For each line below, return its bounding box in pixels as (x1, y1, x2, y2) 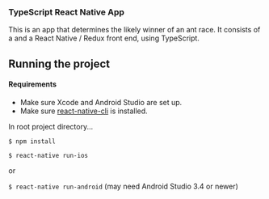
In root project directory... (8, 121, 94, 131)
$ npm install (8, 137, 57, 146)
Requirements (8, 79, 57, 89)
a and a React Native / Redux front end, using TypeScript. (8, 33, 200, 43)
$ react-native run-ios (8, 151, 89, 159)
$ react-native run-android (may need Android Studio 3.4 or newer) (8, 181, 238, 191)
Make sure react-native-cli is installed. (19, 106, 148, 116)
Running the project (8, 57, 111, 70)
